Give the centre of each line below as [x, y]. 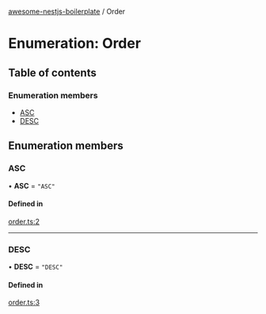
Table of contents [52, 73]
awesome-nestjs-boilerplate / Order [67, 11]
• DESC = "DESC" [36, 267]
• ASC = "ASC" [32, 186]
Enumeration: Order [74, 44]
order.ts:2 [24, 221]
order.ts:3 [24, 303]
